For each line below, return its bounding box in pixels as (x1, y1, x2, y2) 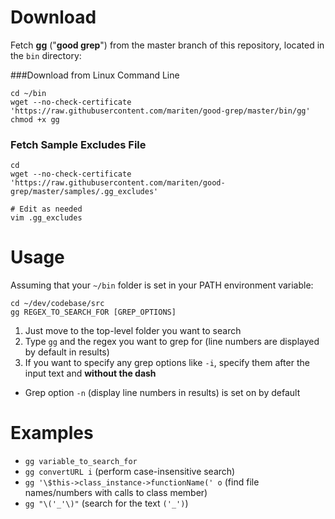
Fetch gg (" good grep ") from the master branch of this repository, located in (10, 39, 325, 51)
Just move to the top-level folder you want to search (24, 325, 242, 337)
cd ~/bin (10, 88, 47, 98)
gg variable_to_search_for (24, 457, 138, 467)
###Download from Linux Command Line (10, 69, 180, 81)
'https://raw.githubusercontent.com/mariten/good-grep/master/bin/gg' (10, 106, 311, 116)
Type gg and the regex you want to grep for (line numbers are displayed (24, 336, 320, 348)
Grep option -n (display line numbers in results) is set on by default (24, 387, 301, 399)
